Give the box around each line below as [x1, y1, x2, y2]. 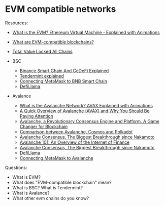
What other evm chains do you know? [12, 195, 89, 201]
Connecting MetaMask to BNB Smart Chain [19, 78, 107, 84]
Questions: [5, 165, 27, 170]
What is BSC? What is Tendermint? [12, 184, 83, 191]
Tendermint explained [19, 73, 64, 79]
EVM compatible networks [5, 3, 116, 15]
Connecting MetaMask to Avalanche [19, 155, 94, 161]
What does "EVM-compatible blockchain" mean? [12, 179, 112, 185]
